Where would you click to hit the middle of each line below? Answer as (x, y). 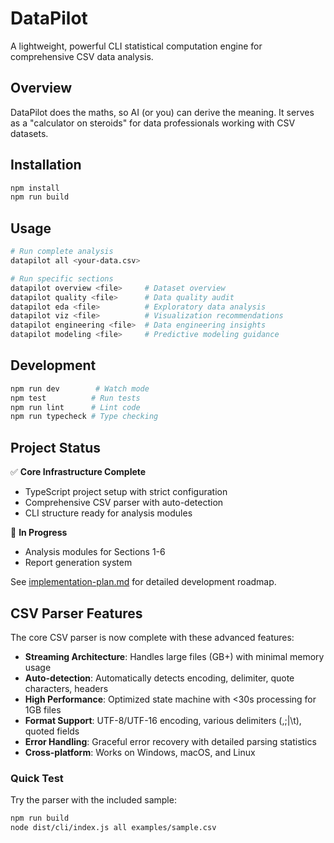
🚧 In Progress (39, 533)
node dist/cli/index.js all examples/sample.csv (113, 828)
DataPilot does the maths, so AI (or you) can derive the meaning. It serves (162, 112)
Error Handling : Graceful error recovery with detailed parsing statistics (170, 741)
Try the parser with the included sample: (93, 800)
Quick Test (37, 778)
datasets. (29, 133)
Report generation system (78, 563)
